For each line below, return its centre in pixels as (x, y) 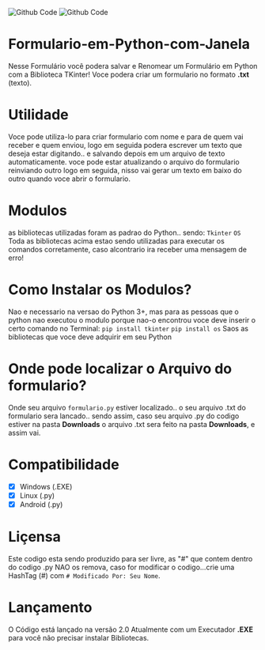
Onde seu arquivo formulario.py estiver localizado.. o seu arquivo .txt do (127, 407)
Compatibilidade (64, 465)
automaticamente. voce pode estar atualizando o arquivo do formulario (124, 161)
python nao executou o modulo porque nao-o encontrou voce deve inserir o (132, 319)
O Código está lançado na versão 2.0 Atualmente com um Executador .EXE (131, 629)
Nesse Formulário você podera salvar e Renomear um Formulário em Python (133, 66)
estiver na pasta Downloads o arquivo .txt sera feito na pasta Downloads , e (132, 424)
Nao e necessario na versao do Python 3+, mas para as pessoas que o (124, 312)
